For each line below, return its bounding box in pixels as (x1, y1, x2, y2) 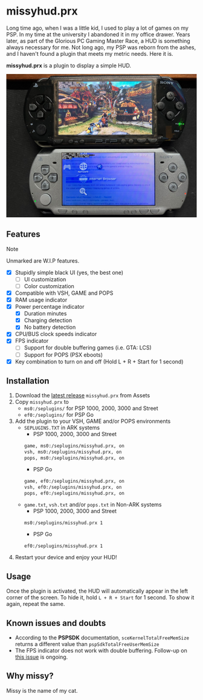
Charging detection (24, 317, 72, 324)
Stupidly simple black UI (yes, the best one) (14, 269, 124, 276)
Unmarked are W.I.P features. (6, 257, 80, 264)
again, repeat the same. (6, 601, 65, 608)
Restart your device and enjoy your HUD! (14, 554, 117, 561)
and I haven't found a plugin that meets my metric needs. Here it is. (6, 50, 173, 57)
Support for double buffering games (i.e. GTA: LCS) (24, 344, 152, 351)
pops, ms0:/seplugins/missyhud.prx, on (24, 455, 125, 462)
